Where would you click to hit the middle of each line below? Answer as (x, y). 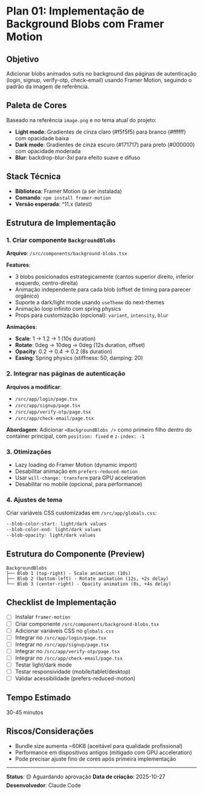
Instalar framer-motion (43, 617)
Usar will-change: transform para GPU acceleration (80, 477)
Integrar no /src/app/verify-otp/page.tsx (67, 651)
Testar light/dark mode (43, 665)
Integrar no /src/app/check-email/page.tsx (69, 658)
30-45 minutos (25, 712)
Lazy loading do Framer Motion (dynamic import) (76, 464)
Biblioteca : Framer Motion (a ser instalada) (68, 191)
